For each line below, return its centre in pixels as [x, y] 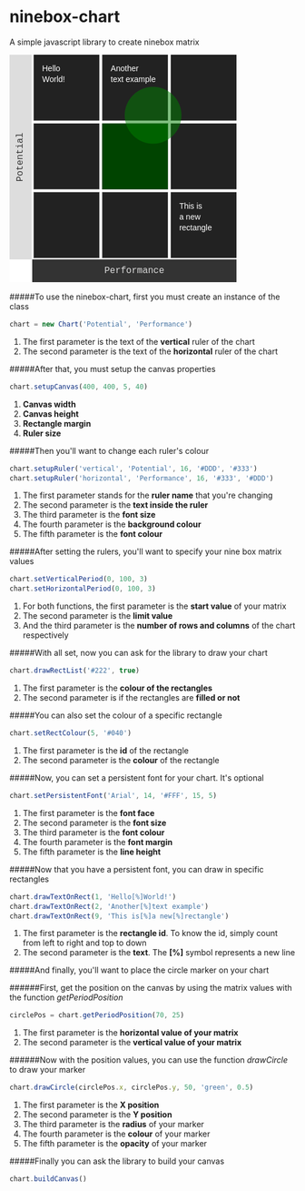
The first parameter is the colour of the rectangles [118, 688]
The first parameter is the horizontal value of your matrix [130, 1033]
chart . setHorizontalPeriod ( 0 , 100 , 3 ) [83, 589]
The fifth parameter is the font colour [93, 534]
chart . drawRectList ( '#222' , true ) [75, 671]
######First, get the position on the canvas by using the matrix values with [151, 988]
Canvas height [50, 414]
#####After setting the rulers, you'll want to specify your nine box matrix [146, 551]
